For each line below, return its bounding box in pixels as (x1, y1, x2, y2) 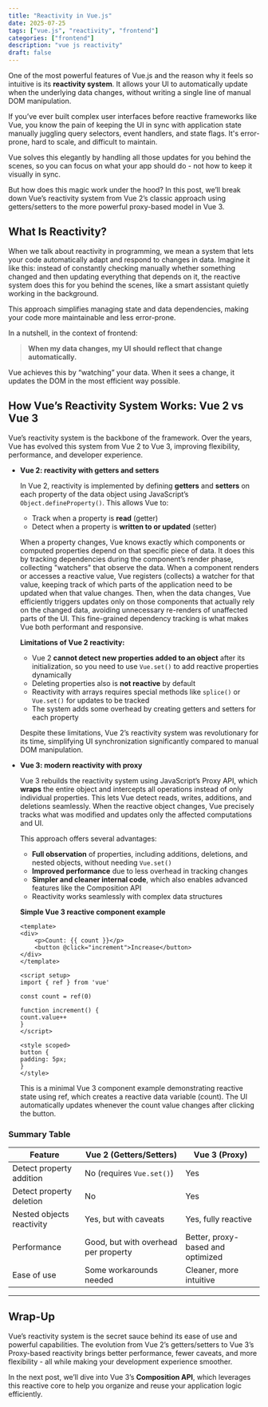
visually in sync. (8, 169, 61, 179)
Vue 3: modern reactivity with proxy (19, 760, 143, 770)
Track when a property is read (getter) (31, 513, 159, 523)
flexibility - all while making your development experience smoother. (8, 1357, 233, 1366)
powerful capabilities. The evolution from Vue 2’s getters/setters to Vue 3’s (8, 1339, 254, 1350)
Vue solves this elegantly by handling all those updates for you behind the (8, 153, 251, 162)
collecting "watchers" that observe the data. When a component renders (19, 562, 259, 572)
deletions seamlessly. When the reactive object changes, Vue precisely (19, 801, 254, 811)
